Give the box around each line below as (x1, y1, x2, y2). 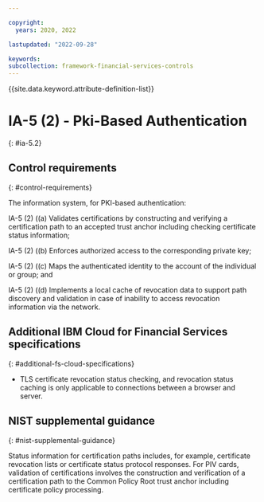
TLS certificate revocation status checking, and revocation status (19, 374, 234, 383)
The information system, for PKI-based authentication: (8, 198, 187, 207)
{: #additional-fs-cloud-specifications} (8, 359, 135, 368)
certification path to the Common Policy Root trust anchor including (8, 476, 229, 486)
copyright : (8, 18, 45, 26)
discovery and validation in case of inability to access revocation (8, 293, 220, 303)
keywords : (8, 55, 41, 63)
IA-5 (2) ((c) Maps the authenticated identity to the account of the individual (8, 261, 257, 271)
